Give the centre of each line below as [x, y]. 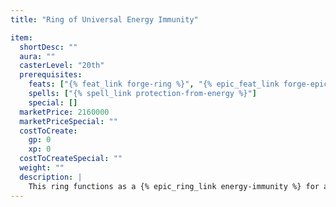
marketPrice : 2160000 [64, 112]
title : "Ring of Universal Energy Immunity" [104, 19]
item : [21, 37]
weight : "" [42, 168]
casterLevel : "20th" [62, 66]
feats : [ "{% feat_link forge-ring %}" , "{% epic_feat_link [154, 84]
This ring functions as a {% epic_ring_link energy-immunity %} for [174, 186]
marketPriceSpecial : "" [68, 121]
